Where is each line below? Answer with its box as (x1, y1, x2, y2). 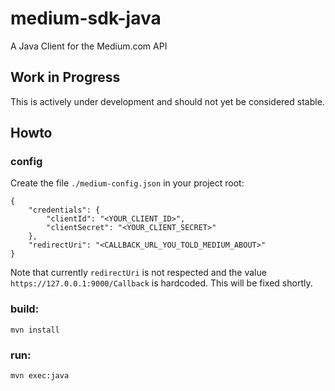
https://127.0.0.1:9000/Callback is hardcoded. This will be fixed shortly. (10, 277, 313, 289)
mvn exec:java (10, 371, 70, 381)
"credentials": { (28, 205, 101, 216)
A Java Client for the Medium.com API (10, 40, 168, 52)
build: (10, 302, 40, 316)
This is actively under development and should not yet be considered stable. (10, 95, 325, 107)
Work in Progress (10, 69, 121, 86)
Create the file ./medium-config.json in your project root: (10, 177, 245, 189)
